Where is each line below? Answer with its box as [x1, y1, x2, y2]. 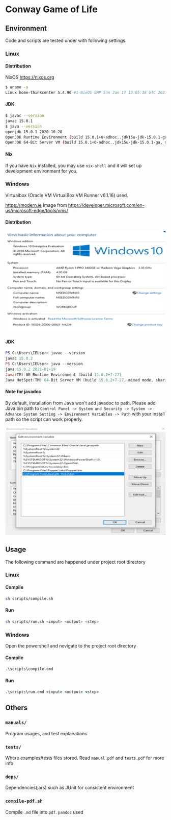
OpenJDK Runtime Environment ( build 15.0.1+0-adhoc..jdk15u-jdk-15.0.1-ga [5, 134, 167, 140]
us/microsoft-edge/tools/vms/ [5, 207, 69, 213]
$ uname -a [5, 85, 28, 90]
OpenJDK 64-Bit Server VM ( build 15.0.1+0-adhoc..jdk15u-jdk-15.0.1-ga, [5, 140, 163, 145]
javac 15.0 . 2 [5, 356, 33, 361]
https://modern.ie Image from [5, 202, 67, 208]
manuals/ [5, 720, 27, 726]
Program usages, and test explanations [5, 730, 88, 736]
